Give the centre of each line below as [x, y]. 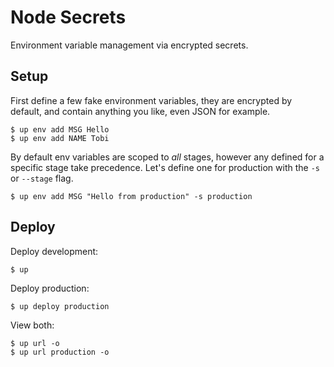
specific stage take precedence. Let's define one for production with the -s [165, 167]
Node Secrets [68, 17]
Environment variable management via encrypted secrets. [129, 45]
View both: [32, 325]
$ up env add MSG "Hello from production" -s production [131, 196]
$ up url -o [35, 343]
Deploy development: [54, 251]
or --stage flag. [42, 178]
